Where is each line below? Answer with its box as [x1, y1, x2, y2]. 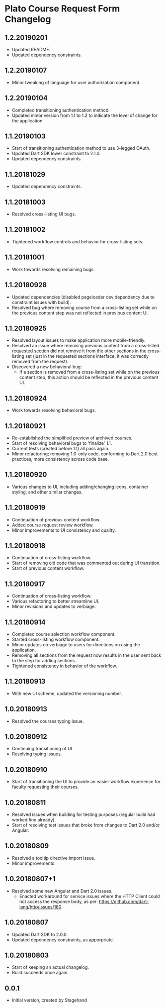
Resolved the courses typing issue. [11, 718, 84, 724]
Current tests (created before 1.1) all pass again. [11, 445, 110, 451]
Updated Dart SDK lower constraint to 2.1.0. [11, 150, 101, 157]
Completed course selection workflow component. [11, 631, 116, 637]
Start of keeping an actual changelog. [11, 964, 89, 970]
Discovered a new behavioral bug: [11, 364, 82, 370]
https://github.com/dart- [98, 899, 149, 905]
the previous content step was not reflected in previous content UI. [11, 309, 149, 316]
